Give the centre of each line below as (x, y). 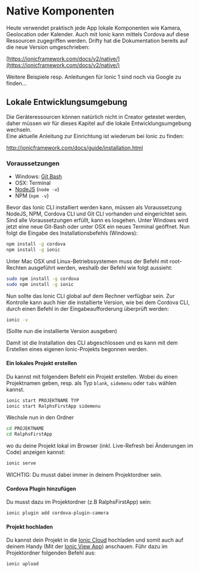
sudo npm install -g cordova (43, 279)
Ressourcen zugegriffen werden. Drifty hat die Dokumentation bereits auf (97, 40)
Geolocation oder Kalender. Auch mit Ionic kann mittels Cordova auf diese (98, 34)
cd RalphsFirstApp (29, 434)
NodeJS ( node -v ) (37, 189)
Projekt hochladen (29, 527)
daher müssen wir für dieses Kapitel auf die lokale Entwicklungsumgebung (99, 123)
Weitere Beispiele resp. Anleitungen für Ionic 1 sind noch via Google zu (94, 77)
